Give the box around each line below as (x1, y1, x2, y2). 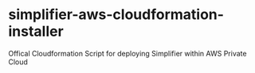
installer (8, 22, 64, 40)
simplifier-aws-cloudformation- (8, 6, 225, 24)
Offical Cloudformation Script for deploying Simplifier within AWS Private (8, 48, 247, 58)
